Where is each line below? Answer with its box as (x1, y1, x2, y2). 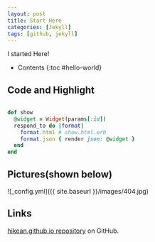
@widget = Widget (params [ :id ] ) (14, 115, 107, 123)
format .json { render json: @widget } (20, 136, 135, 143)
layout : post (7, 10, 46, 18)
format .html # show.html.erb (20, 128, 107, 136)
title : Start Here (7, 17, 62, 24)
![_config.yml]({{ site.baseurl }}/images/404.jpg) (7, 187, 149, 195)
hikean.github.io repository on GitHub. (7, 226, 119, 235)
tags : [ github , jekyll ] (7, 30, 78, 38)
